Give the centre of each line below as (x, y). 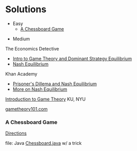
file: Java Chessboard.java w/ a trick (44, 143)
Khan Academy (21, 74)
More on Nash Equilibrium (40, 89)
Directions (16, 133)
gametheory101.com (26, 109)
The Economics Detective (32, 48)
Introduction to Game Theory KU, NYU (45, 99)
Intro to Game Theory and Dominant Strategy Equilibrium (72, 58)
